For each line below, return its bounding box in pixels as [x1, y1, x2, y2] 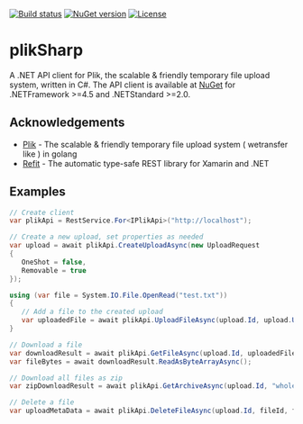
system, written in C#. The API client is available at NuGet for [9, 79, 236, 90]
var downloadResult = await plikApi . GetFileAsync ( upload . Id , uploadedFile [9, 348, 297, 357]
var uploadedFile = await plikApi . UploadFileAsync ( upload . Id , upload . [21, 316, 293, 325]
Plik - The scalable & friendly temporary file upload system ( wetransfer [22, 139, 289, 149]
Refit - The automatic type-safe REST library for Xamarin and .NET [22, 158, 270, 168]
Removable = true [21, 266, 87, 275]
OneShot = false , [21, 257, 87, 266]
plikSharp [9, 41, 84, 60]
